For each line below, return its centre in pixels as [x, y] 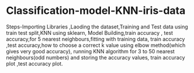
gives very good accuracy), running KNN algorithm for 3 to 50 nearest [91, 51]
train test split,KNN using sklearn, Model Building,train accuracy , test [90, 32]
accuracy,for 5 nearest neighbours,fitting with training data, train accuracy [96, 39]
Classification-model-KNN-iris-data [96, 11]
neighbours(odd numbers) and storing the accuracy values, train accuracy [96, 57]
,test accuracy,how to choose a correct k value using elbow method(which [96, 45]
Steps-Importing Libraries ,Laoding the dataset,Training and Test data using [97, 27]
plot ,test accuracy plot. [34, 63]
